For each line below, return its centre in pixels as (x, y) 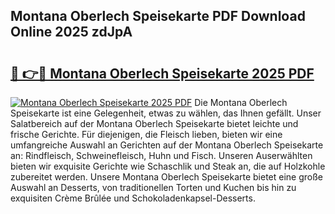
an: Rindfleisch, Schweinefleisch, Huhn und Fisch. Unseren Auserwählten (161, 155)
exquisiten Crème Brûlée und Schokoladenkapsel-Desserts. (133, 198)
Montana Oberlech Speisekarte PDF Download (158, 16)
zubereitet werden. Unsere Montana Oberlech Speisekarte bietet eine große (167, 177)
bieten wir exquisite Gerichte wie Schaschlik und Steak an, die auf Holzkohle (168, 166)
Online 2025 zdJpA (71, 32)
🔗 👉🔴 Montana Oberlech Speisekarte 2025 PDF (162, 73)
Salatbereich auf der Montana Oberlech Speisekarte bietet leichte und (154, 123)
